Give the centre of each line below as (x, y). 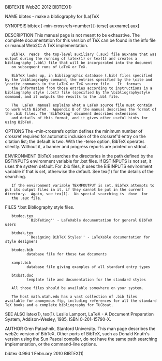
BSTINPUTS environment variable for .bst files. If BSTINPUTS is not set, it (78, 161)
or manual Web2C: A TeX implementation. (47, 45)
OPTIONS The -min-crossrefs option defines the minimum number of (74, 131)
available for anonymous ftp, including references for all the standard (81, 301)
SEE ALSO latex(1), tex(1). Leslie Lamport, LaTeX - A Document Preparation (79, 314)
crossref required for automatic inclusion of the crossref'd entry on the (75, 136)
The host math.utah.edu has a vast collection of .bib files (74, 297)
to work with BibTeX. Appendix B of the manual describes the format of (81, 110)
